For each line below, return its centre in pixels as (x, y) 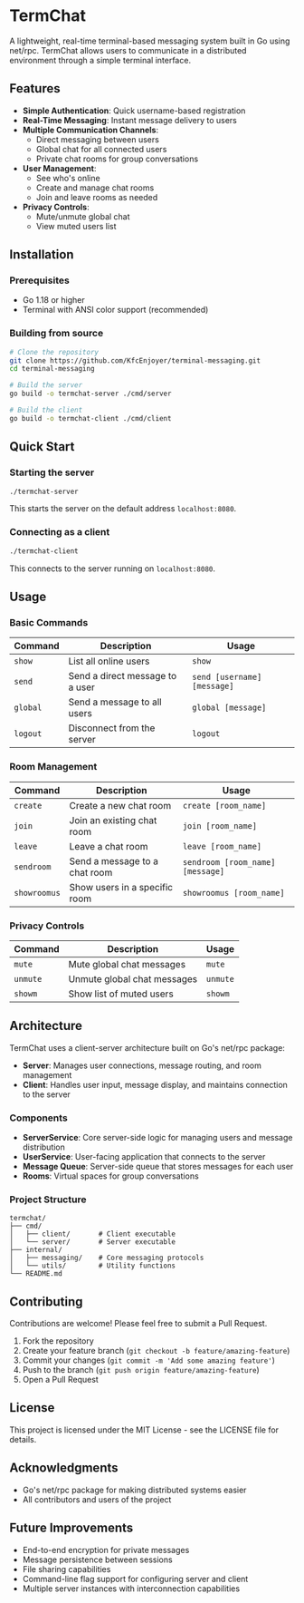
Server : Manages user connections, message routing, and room (142, 1065)
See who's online (68, 178)
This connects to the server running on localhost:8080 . (112, 568)
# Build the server (46, 385)
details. (23, 1439)
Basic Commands (49, 622)
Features (35, 88)
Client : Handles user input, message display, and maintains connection (155, 1084)
